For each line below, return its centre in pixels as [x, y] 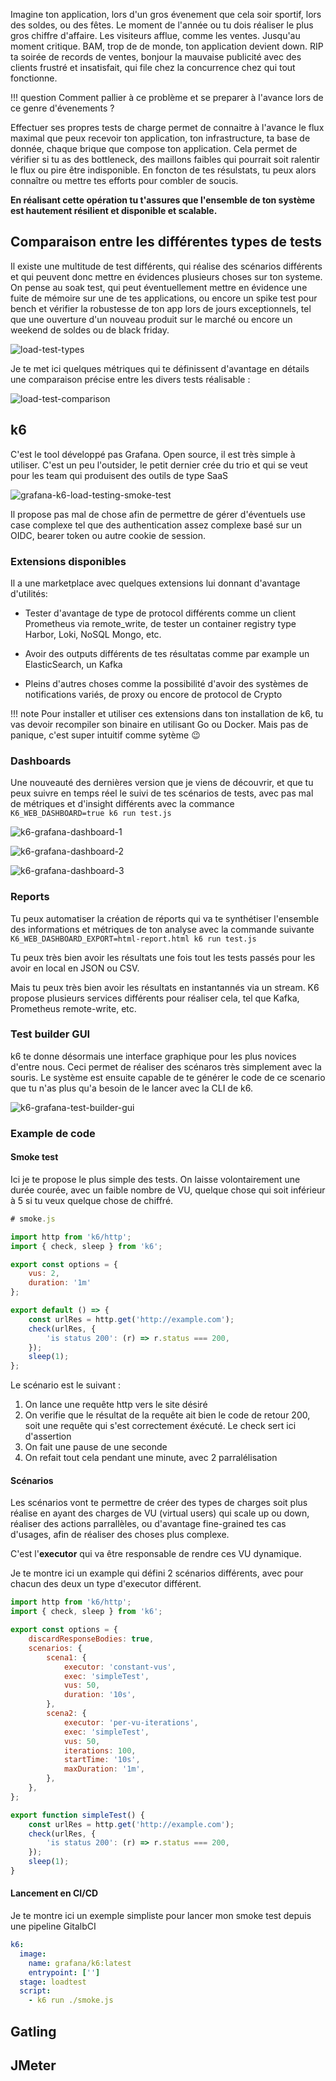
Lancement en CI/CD [54, 1893]
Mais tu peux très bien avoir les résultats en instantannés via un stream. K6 [165, 987]
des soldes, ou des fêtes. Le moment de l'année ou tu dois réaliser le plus [162, 25]
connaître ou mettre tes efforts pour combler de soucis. [124, 180]
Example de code [53, 1133]
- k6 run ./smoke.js [71, 2000]
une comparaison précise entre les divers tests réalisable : [130, 379]
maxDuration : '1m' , [104, 1769]
